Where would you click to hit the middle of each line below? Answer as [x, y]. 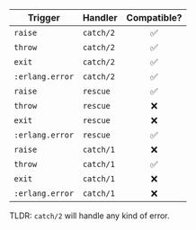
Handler [100, 18]
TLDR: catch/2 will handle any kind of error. [89, 216]
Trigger [44, 18]
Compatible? [154, 18]
